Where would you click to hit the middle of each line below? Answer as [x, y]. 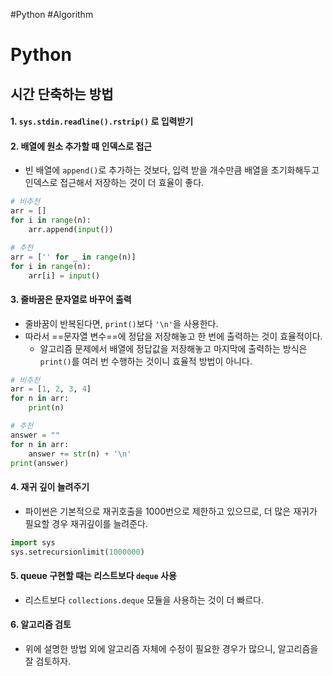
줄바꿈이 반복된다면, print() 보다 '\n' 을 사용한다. [121, 323]
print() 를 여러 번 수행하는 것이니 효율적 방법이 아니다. [146, 361]
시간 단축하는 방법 [62, 94]
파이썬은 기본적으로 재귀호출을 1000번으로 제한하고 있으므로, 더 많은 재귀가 [171, 511]
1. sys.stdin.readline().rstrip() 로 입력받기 [102, 121]
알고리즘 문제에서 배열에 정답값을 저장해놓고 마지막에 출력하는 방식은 [173, 348]
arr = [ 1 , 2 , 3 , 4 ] [51, 389]
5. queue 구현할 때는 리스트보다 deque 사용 [93, 575]
